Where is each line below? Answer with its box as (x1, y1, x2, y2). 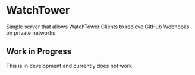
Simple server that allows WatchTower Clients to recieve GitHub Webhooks (6, 23, 190, 30)
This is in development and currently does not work (6, 62, 133, 69)
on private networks (6, 29, 55, 36)
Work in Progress (6, 47, 72, 57)
